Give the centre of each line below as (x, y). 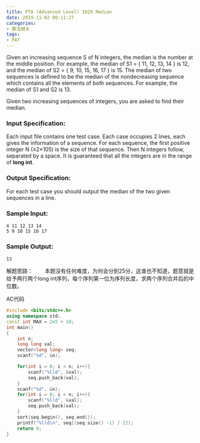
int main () (20, 327)
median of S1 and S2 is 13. (39, 89)
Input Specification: (36, 123)
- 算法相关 (18, 29)
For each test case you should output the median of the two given (88, 191)
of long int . (20, 162)
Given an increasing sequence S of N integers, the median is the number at (100, 57)
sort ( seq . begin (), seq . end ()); (56, 417)
